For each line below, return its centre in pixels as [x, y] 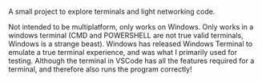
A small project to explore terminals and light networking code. [112, 12]
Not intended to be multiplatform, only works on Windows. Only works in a [131, 27]
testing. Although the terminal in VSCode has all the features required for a [131, 61]
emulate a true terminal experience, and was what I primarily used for [123, 52]
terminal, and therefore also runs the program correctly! [100, 69]
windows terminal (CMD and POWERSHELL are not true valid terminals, [126, 35]
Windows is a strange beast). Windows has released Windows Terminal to [131, 44]
